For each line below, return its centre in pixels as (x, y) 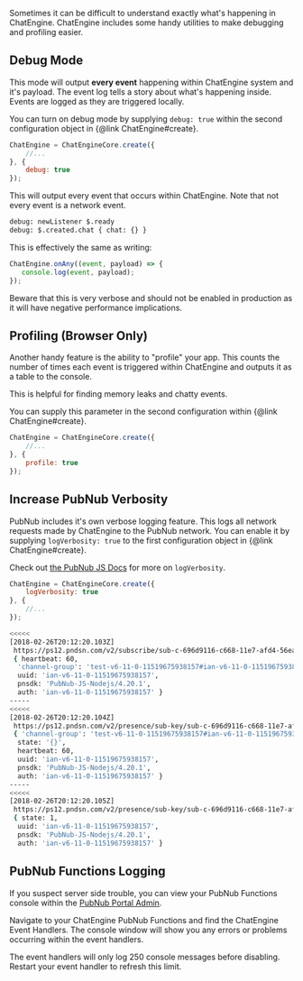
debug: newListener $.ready (62, 222)
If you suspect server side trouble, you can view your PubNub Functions (143, 893)
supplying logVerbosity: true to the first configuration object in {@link (141, 540)
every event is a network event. (68, 206)
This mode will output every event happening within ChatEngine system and (151, 82)
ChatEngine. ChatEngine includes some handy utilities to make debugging (147, 23)
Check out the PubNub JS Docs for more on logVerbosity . (118, 567)
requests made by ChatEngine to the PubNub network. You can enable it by (150, 530)
